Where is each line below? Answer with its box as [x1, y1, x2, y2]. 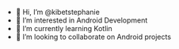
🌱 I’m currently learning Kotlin [15, 24, 112, 33]
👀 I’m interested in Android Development [15, 16, 148, 25]
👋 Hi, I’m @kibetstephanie [15, 8, 101, 16]
